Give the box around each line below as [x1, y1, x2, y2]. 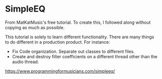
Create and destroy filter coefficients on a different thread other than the [12, 53, 158, 59]
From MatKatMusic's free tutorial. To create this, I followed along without [5, 19, 151, 25]
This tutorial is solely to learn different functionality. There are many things [5, 34, 154, 40]
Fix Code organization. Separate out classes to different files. [12, 48, 135, 54]
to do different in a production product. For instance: [5, 39, 110, 45]
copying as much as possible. [5, 24, 65, 30]
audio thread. [12, 59, 39, 64]
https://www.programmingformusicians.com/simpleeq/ [5, 68, 115, 74]
